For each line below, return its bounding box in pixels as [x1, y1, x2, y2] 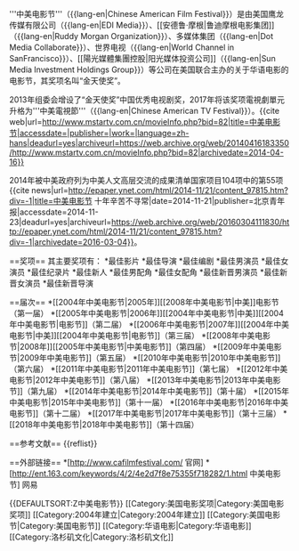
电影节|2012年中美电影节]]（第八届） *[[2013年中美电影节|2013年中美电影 [9, 375, 281, 385]
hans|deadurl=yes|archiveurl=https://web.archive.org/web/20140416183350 [9, 138, 289, 148]
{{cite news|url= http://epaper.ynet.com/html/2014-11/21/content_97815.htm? [9, 185, 289, 195]
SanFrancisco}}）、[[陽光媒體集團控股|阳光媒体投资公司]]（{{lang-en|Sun [9, 53, 276, 63]
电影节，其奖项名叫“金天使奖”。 [9, 76, 126, 85]
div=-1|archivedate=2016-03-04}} [9, 237, 134, 247]
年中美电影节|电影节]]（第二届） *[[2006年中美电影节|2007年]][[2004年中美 [9, 320, 290, 329]
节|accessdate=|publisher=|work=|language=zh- [9, 128, 190, 138]
